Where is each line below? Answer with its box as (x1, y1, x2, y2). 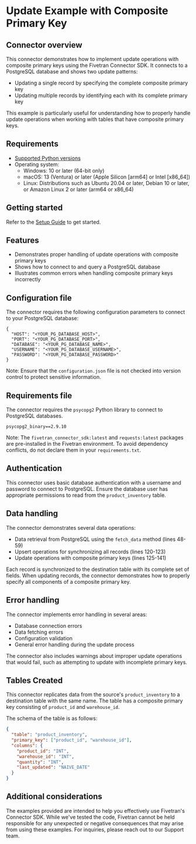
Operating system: (14, 160, 60, 168)
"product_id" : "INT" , (16, 748, 69, 754)
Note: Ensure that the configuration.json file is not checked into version (6, 367, 181, 374)
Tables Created (6, 675, 63, 685)
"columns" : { (11, 742, 43, 748)
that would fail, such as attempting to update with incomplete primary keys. (6, 658, 187, 665)
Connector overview (6, 40, 82, 50)
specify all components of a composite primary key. (6, 578, 131, 585)
